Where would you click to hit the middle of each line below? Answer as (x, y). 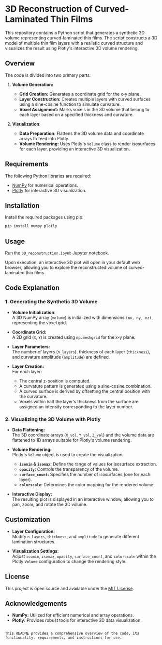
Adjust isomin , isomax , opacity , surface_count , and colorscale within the (84, 556)
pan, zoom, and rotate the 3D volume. (50, 504)
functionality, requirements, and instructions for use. (64, 638)
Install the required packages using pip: (44, 217)
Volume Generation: (33, 84)
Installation (22, 206)
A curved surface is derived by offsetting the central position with (85, 391)
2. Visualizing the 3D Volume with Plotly (53, 419)
